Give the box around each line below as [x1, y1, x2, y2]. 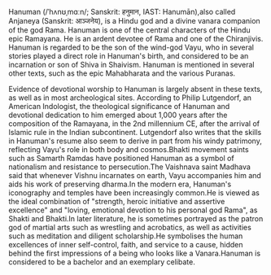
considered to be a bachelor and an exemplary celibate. [8, 257, 195, 267]
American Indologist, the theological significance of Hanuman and [8, 102, 230, 111]
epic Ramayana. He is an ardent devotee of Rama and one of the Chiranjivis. [8, 34, 264, 43]
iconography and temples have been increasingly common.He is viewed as [8, 188, 260, 198]
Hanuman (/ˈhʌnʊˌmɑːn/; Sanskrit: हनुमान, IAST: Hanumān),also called [8, 7, 236, 16]
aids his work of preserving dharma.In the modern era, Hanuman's [8, 179, 232, 189]
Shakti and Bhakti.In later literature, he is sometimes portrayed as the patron [8, 214, 264, 223]
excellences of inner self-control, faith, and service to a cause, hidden [8, 240, 243, 249]
